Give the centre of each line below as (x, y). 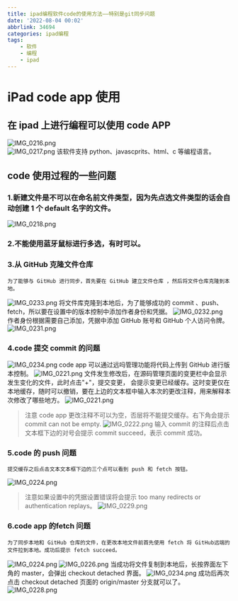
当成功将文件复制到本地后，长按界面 (163, 564)
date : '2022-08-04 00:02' (45, 21)
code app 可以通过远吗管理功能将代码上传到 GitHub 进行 (142, 365)
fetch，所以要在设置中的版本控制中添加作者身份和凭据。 (89, 311)
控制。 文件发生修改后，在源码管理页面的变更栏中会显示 (120, 373)
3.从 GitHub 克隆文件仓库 (50, 265)
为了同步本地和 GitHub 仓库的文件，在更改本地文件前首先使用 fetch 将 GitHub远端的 (119, 542)
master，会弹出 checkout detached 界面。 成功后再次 (125, 573)
